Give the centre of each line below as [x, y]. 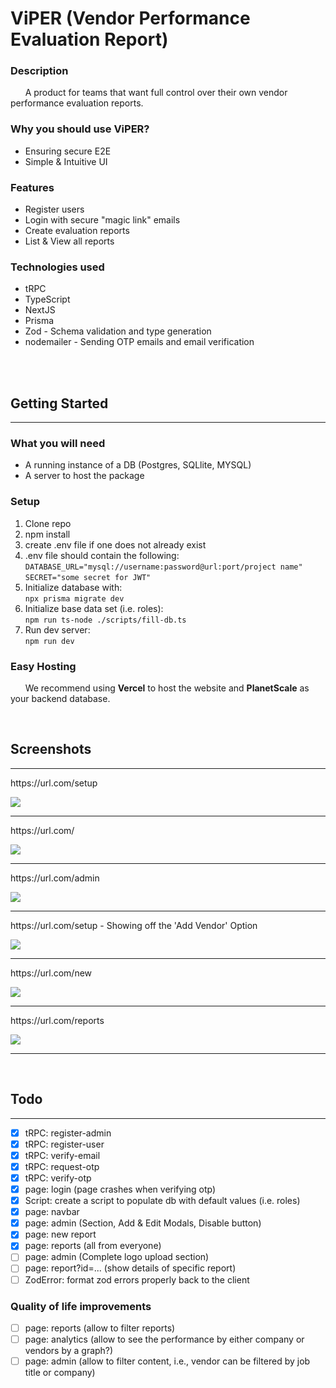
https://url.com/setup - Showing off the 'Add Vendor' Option [134, 925]
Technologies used [57, 267]
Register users [54, 209]
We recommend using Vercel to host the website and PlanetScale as [167, 688]
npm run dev [49, 641]
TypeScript [47, 299]
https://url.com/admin [55, 878]
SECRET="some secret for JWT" [88, 577]
